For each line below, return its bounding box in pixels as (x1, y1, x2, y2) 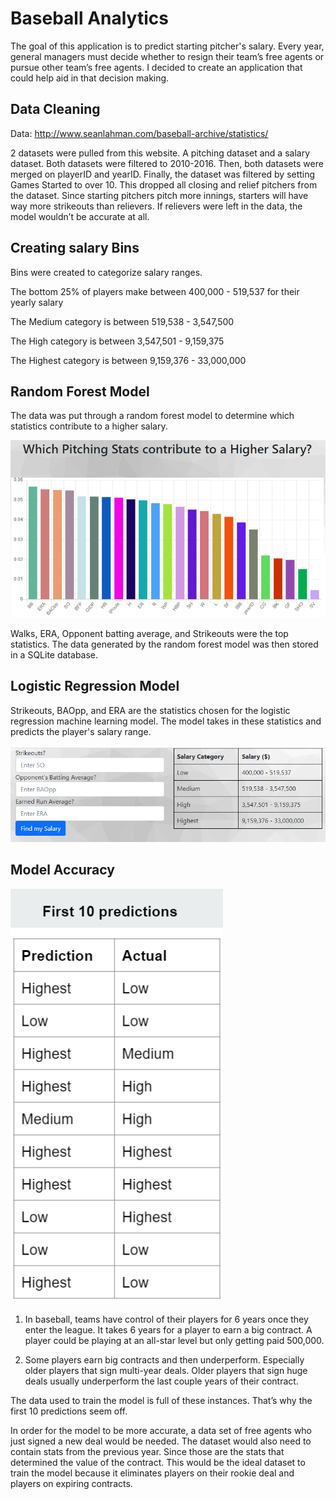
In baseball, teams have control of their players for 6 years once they (24, 1313, 309, 1325)
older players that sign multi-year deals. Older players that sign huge (24, 1364, 308, 1376)
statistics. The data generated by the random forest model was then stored (10, 638, 319, 650)
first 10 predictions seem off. (10, 1405, 128, 1417)
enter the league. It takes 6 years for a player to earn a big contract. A (24, 1323, 313, 1336)
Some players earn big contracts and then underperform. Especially (24, 1353, 305, 1366)
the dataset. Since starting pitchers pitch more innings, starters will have (10, 189, 309, 201)
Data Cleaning (10, 101, 101, 118)
